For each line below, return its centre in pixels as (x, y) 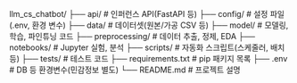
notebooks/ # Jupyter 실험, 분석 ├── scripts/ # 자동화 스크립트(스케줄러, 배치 (147, 47)
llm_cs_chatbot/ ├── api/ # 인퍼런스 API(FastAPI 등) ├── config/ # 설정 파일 (147, 14)
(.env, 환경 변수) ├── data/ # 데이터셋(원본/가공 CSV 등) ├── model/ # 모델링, (149, 25)
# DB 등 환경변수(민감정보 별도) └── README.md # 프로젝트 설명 (125, 70)
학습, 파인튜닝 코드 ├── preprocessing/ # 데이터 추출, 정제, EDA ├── (132, 36)
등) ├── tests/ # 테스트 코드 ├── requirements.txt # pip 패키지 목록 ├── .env (148, 58)
